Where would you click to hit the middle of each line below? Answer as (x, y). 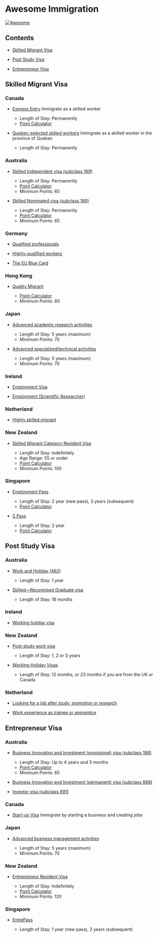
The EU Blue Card (30, 263)
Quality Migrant (28, 286)
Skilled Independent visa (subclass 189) (52, 171)
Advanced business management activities (56, 838)
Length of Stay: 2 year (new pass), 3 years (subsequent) (77, 501)
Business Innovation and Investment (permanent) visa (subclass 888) (82, 782)
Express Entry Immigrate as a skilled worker (56, 109)
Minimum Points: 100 (41, 468)
